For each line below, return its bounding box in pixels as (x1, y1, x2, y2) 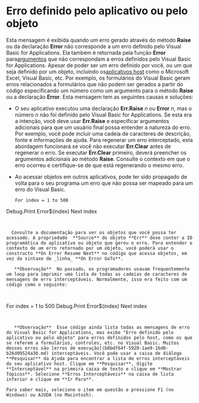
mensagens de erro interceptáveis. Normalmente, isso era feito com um (6, 276, 187, 282)
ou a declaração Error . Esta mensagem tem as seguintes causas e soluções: (6, 93, 194, 100)
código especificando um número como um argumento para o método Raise (6, 87, 194, 94)
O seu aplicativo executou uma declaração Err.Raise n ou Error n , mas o (14, 105, 192, 112)
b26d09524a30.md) (6, 350, 49, 356)
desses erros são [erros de (6, 345, 76, 351)
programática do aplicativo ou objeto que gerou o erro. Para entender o (6, 240, 193, 246)
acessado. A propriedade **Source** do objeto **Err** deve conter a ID (6, 235, 193, 241)
